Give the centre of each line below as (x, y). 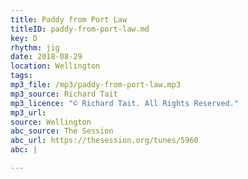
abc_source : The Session (62, 131)
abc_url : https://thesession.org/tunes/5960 (104, 141)
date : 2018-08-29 (46, 57)
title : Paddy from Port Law (69, 19)
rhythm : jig (35, 47)
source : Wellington (51, 122)
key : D (24, 38)
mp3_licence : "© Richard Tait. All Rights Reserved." (125, 103)
